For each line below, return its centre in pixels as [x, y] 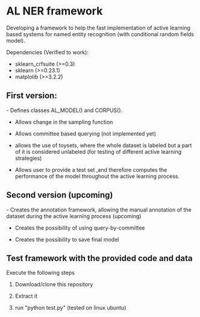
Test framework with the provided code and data [99, 258]
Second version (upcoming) [60, 195]
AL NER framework [55, 11]
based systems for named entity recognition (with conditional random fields [100, 34]
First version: [32, 96]
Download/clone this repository [54, 284]
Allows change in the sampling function [64, 122]
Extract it [26, 296]
